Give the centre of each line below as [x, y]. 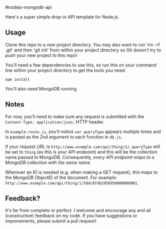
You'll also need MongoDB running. [41, 88]
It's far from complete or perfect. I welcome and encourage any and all [78, 210]
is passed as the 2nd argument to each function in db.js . [64, 136]
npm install [17, 79]
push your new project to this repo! [41, 55]
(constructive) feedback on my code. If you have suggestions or [71, 216]
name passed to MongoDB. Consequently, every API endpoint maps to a [80, 157]
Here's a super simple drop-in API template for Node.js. [62, 17]
